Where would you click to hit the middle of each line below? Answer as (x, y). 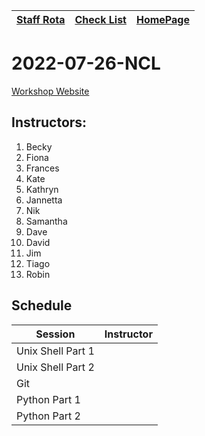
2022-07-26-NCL (86, 63)
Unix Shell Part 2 (55, 367)
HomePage (162, 19)
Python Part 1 (48, 399)
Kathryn (42, 189)
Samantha (46, 221)
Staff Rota (41, 19)
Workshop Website (50, 91)
